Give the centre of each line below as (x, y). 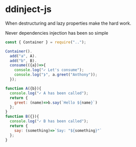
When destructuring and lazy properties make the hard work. (68, 23)
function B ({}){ (22, 117)
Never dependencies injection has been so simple (57, 33)
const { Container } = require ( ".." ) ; (46, 42)
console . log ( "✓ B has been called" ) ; (49, 121)
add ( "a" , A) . (23, 56)
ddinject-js (28, 9)
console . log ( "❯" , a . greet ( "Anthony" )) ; (56, 75)
